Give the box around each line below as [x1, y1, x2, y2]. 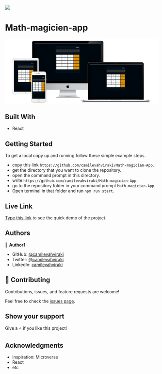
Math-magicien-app [5, 22, 88, 34]
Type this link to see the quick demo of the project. [5, 215, 107, 221]
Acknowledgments [5, 341, 64, 350]
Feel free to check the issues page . [5, 298, 75, 304]
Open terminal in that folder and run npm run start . [12, 188, 114, 194]
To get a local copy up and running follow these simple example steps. [5, 153, 146, 159]
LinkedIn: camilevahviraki [12, 262, 63, 267]
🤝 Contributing [5, 276, 50, 284]
